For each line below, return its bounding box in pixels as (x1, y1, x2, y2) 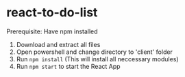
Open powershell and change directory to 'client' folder (16, 48, 173, 56)
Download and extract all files (16, 40, 101, 48)
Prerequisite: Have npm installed (6, 27, 98, 35)
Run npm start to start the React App (16, 62, 121, 70)
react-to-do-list (6, 5, 98, 20)
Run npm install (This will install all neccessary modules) (16, 55, 179, 63)
